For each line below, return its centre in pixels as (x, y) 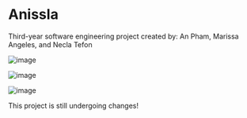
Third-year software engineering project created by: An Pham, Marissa (123, 36)
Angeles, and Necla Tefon (50, 44)
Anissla (34, 15)
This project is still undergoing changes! (73, 105)
